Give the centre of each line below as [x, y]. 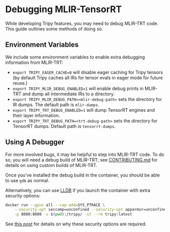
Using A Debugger [35, 142]
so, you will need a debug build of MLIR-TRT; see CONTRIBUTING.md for [81, 160]
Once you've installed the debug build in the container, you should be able [83, 175]
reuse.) [20, 83]
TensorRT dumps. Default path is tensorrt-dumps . [64, 126]
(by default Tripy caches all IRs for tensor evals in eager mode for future [88, 78]
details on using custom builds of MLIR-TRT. [51, 165]
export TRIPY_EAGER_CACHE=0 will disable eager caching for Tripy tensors [88, 72]
